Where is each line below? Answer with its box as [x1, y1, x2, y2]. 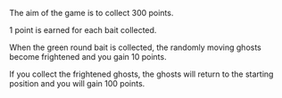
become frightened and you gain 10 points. [9, 52, 167, 61]
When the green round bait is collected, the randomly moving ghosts [9, 42, 261, 53]
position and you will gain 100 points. [9, 78, 145, 88]
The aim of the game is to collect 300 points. [9, 8, 174, 18]
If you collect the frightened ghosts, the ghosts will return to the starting [9, 69, 274, 79]
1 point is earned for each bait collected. [9, 25, 157, 35]
